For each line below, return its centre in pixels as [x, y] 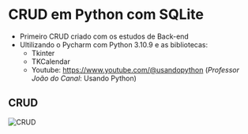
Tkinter [43, 53]
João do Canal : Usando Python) [84, 78]
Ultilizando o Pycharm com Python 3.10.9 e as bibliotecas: [114, 44]
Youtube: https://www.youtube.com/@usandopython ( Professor [135, 69]
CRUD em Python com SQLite [106, 15]
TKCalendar [51, 61]
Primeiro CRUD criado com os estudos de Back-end [104, 36]
